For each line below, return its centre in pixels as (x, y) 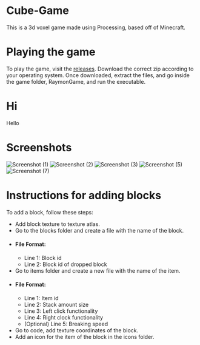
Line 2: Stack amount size (56, 305)
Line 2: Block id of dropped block (65, 264)
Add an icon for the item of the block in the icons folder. (85, 337)
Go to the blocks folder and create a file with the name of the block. (99, 230)
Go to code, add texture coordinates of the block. (76, 330)
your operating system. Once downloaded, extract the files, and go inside (98, 75)
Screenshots (39, 148)
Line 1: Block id (43, 258)
